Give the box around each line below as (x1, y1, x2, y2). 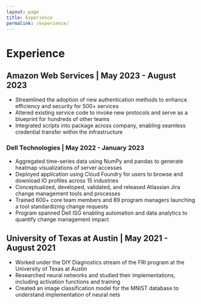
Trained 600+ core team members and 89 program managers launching (15, 196, 196, 204)
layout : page (6, 9, 39, 15)
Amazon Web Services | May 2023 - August (6, 71, 176, 81)
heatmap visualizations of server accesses (15, 164, 123, 171)
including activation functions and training (15, 278, 120, 286)
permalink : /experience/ (6, 20, 69, 26)
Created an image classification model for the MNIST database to (15, 285, 179, 292)
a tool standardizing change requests (15, 202, 109, 210)
